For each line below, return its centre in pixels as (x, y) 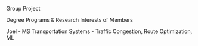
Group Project (23, 9)
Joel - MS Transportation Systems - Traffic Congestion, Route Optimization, (99, 31)
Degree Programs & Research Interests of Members (69, 20)
